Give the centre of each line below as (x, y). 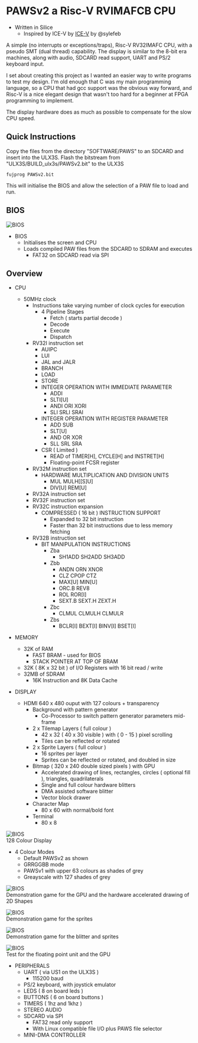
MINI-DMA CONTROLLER (54, 1035)
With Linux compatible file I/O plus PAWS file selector (97, 1029)
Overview (25, 273)
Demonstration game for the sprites (49, 919)
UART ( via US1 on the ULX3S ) (61, 972)
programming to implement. (40, 100)
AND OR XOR (66, 437)
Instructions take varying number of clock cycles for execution (108, 305)
